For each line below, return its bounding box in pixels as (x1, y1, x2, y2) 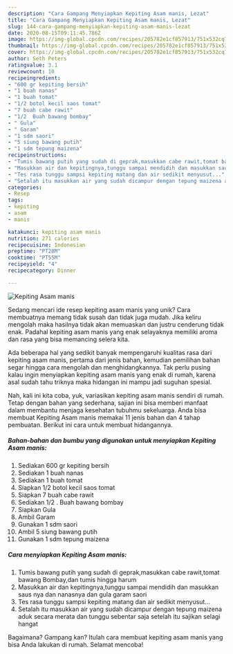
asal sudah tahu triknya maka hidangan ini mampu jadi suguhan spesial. (8, 378, 212, 386)
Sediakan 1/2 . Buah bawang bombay (17, 498, 124, 506)
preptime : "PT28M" (8, 248, 61, 255)
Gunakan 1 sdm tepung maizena (17, 534, 109, 543)
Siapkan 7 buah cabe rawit (17, 491, 94, 499)
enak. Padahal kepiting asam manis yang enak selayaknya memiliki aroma (8, 327, 218, 336)
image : (8, 36, 27, 43)
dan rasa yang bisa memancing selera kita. (8, 335, 130, 343)
